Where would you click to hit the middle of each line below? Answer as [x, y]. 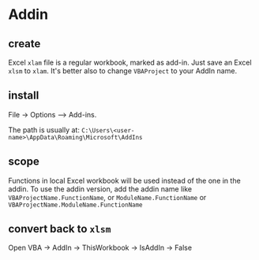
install [24, 96]
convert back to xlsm [60, 229]
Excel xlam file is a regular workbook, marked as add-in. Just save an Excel [130, 62]
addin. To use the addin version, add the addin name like [100, 189]
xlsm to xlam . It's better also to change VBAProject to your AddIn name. [123, 71]
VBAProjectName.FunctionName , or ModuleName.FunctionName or [107, 197]
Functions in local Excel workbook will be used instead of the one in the [124, 180]
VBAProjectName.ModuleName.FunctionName [76, 205]
